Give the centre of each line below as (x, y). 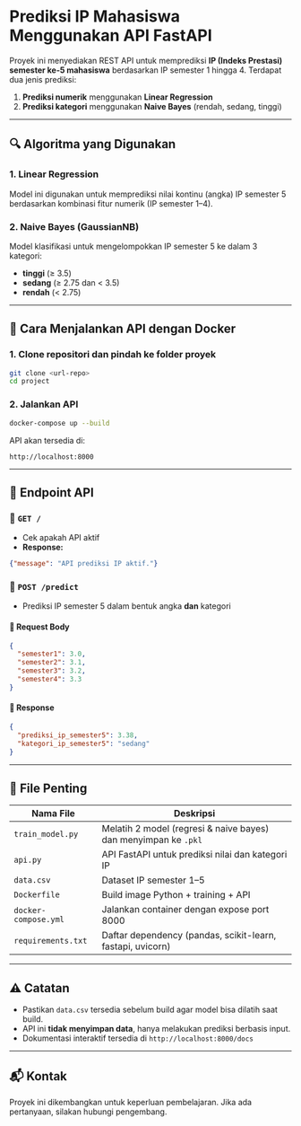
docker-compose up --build (60, 423)
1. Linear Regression (54, 174)
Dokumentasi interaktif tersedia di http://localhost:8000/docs (138, 1038)
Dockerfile (37, 895)
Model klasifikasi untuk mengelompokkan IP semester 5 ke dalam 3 (133, 246)
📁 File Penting (48, 788)
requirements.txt (51, 941)
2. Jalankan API (44, 404)
